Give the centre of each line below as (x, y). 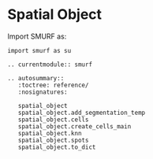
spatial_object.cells (53, 120)
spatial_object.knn (50, 133)
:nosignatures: (43, 92)
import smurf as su (39, 50)
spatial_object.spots (53, 140)
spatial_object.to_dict (57, 147)
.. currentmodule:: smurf (50, 65)
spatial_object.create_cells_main (75, 126)
